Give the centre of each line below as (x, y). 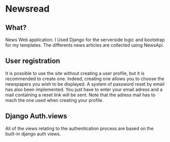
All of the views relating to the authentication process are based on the (79, 128)
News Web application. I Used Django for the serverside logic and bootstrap (85, 40)
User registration (33, 61)
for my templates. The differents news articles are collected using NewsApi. (85, 45)
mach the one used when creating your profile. (54, 100)
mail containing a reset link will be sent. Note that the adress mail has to (80, 95)
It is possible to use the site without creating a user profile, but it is (75, 73)
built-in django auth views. (33, 134)
